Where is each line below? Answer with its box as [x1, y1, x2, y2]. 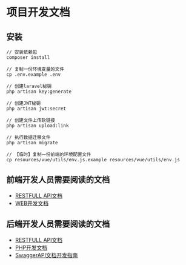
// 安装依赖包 [6, 49, 38, 55]
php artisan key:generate [6, 89, 71, 95]
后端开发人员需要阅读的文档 [6, 219, 110, 229]
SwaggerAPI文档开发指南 [15, 251, 78, 258]
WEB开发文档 [15, 200, 49, 207]
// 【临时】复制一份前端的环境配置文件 [6, 152, 91, 158]
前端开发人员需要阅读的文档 [6, 175, 110, 185]
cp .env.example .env [6, 72, 61, 78]
